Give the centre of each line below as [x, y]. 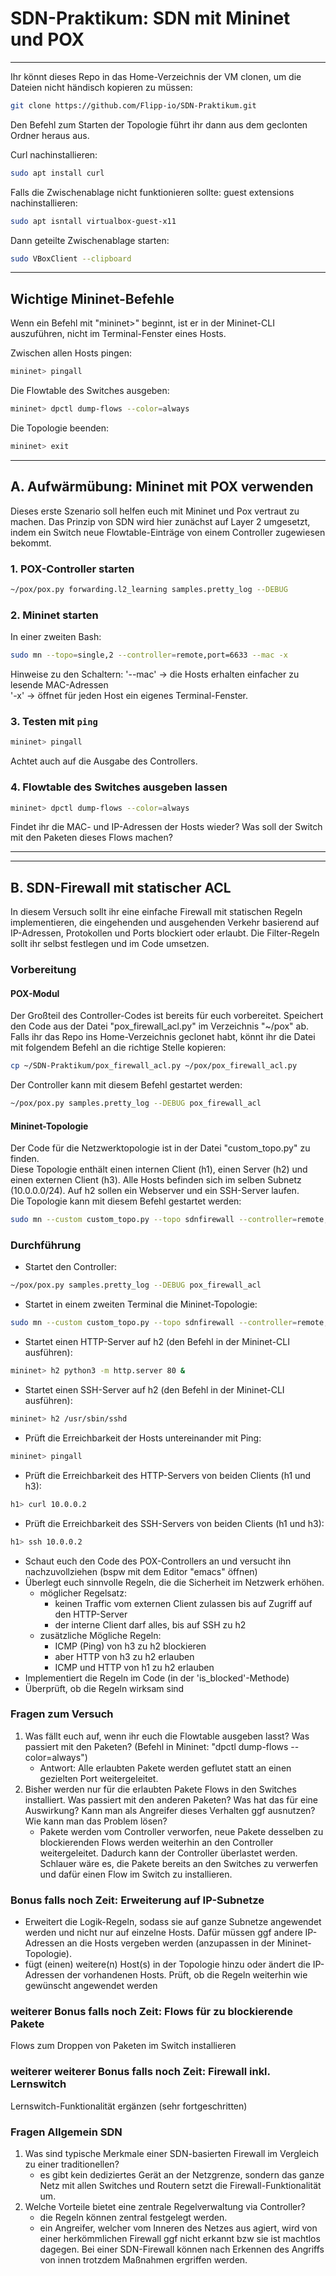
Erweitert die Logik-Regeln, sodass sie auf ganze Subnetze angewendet [173, 1922]
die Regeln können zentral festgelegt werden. [133, 2218]
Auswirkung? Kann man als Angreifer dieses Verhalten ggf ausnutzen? [170, 1810]
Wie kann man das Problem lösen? [96, 1821]
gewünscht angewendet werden [91, 1986]
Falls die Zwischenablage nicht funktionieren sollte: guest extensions [152, 192]
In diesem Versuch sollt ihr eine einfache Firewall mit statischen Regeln [156, 912]
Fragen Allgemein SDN [66, 2132]
